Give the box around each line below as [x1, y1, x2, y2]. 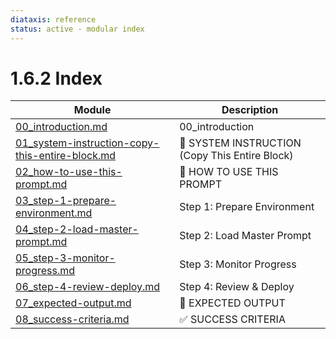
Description [221, 103, 279, 117]
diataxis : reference [10, 14, 97, 25]
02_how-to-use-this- [15, 165, 123, 179]
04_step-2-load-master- [15, 222, 139, 236]
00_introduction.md [15, 120, 108, 134]
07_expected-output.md [15, 296, 132, 310]
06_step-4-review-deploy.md [15, 280, 161, 294]
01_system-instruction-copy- [15, 136, 160, 150]
